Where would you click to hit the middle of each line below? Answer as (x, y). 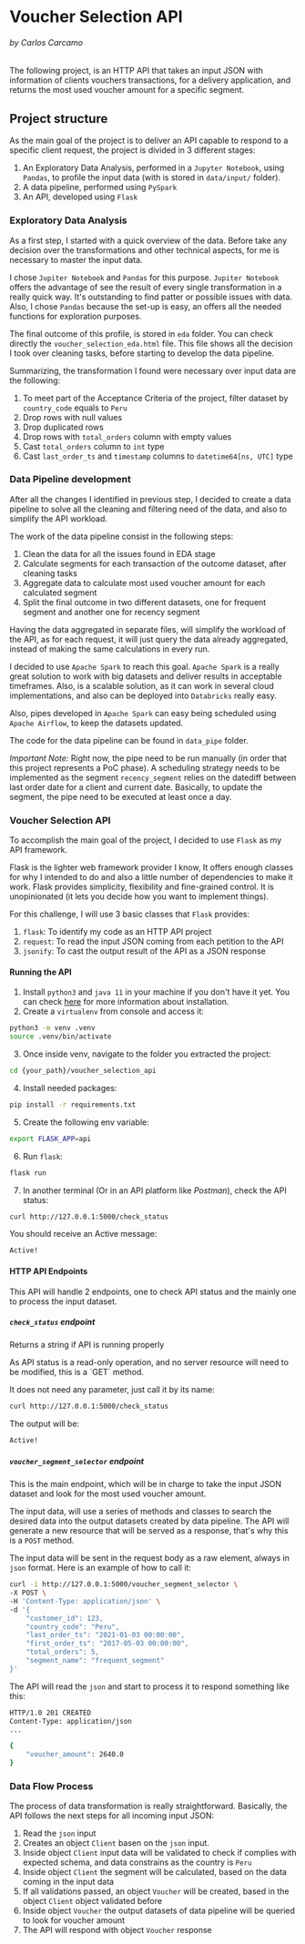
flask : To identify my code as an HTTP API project (117, 932)
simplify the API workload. (58, 518)
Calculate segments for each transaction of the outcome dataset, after (154, 563)
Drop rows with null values (72, 417)
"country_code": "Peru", (73, 1626)
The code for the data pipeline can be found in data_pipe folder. (129, 740)
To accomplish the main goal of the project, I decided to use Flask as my (146, 840)
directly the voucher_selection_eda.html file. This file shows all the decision (151, 343)
